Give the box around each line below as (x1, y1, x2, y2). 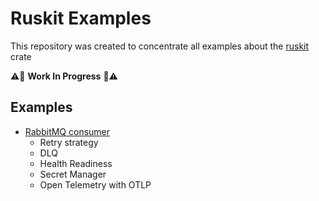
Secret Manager (39, 168, 107, 180)
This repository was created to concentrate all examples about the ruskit (10, 40, 310, 52)
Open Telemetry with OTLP (39, 178, 152, 191)
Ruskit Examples (10, 7, 152, 30)
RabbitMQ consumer (24, 125, 111, 137)
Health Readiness (39, 157, 113, 169)
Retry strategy (39, 136, 99, 148)
